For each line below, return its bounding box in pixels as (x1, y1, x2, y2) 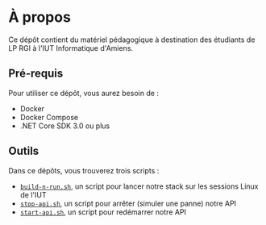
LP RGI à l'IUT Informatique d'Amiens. (8, 43, 134, 52)
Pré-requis (8, 67, 64, 81)
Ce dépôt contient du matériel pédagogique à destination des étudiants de (8, 35, 256, 44)
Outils (8, 144, 39, 158)
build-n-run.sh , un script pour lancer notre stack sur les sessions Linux (19, 181, 259, 191)
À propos (8, 8, 71, 27)
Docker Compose (19, 112, 79, 122)
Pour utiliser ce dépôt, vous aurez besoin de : (8, 88, 160, 98)
